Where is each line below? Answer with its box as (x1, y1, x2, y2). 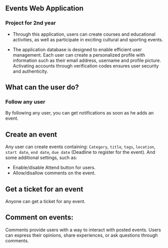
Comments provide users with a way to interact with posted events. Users (5, 227, 161, 233)
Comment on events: (5, 213, 74, 222)
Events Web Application (5, 4, 83, 13)
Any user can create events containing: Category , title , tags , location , (5, 144, 156, 150)
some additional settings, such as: (5, 154, 77, 161)
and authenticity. (12, 68, 49, 74)
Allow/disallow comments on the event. (12, 170, 96, 176)
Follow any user (5, 98, 46, 105)
